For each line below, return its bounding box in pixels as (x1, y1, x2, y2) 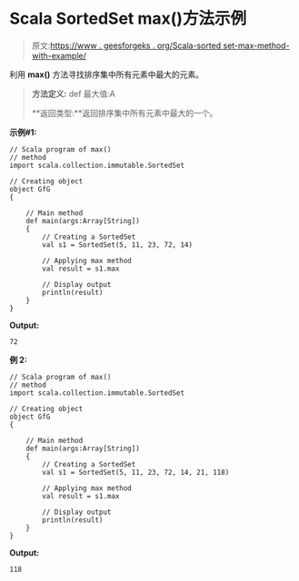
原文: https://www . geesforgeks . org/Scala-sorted (31, 40, 222, 51)
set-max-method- (223, 40, 290, 51)
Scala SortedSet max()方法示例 (9, 8, 247, 29)
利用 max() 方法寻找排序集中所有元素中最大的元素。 (9, 69, 204, 80)
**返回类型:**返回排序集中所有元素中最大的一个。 (31, 107, 218, 118)
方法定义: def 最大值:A (31, 88, 115, 99)
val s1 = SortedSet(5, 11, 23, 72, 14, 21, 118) (42, 468, 230, 477)
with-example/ (31, 50, 86, 61)
